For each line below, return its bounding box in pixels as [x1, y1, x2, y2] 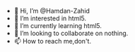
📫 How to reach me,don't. [13, 37, 92, 45]
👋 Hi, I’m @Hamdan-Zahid [13, 7, 90, 15]
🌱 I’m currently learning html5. [13, 22, 102, 30]
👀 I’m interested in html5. [13, 14, 87, 22]
